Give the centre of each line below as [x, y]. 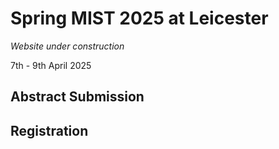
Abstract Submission [77, 97]
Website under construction [67, 46]
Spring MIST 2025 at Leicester [139, 18]
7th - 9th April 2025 [51, 65]
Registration [49, 130]
